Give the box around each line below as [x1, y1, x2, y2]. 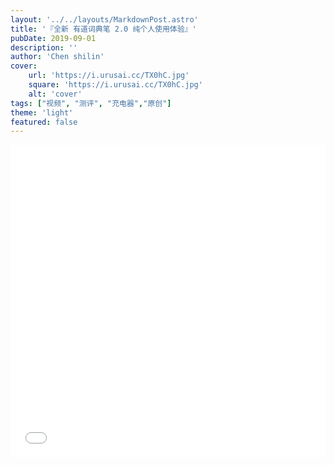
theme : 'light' [10, 107, 74, 118]
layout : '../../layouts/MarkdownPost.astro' [10, 14, 199, 25]
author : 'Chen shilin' [10, 52, 105, 62]
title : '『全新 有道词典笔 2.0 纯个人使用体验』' [10, 24, 197, 34]
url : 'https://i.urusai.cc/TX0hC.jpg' [28, 71, 190, 81]
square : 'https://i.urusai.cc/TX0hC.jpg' [28, 80, 203, 90]
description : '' [10, 42, 78, 53]
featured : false [10, 117, 78, 127]
